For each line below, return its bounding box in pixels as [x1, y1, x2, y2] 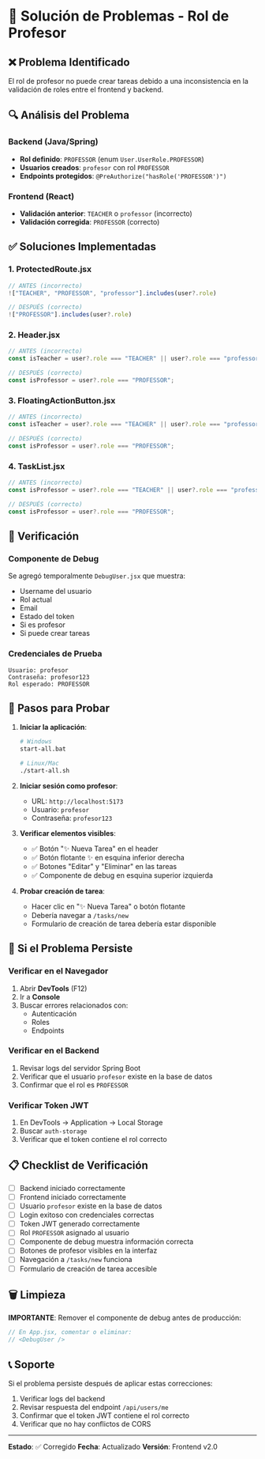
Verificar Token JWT [8, 1099, 89, 1110]
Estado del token [19, 612, 75, 622]
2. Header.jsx [8, 330, 61, 341]
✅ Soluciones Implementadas [8, 240, 156, 254]
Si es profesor [19, 620, 65, 629]
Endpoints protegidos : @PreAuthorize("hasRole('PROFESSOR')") [19, 171, 227, 180]
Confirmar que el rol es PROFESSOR [19, 1079, 129, 1090]
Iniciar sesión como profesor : [19, 781, 118, 790]
